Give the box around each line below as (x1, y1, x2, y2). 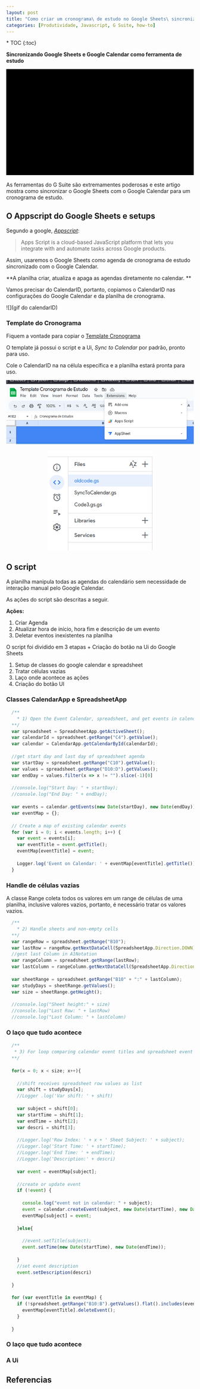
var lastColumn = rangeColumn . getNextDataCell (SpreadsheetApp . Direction (11, 964, 196, 970)
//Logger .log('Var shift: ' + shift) (17, 1093, 113, 1099)
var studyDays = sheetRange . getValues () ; (11, 983, 116, 989)
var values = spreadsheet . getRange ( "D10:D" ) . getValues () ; (11, 766, 159, 772)
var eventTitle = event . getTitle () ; (17, 842, 108, 848)
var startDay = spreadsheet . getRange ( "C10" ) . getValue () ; (11, 759, 156, 766)
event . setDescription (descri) (17, 1270, 92, 1275)
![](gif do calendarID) (6, 303, 58, 311)
